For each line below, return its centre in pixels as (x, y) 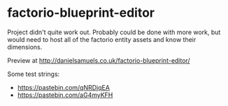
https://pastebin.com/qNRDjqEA (64, 87)
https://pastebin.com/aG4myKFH (65, 95)
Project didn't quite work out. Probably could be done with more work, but (114, 32)
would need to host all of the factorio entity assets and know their (102, 39)
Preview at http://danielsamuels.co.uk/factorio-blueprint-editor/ (99, 60)
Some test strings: (34, 74)
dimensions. (25, 47)
